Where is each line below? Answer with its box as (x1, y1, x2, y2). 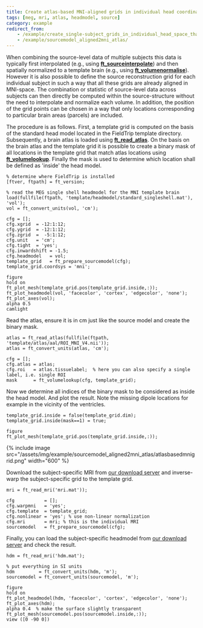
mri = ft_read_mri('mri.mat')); (6, 487, 88, 493)
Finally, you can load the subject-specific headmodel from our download (6, 535, 187, 542)
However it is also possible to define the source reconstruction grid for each (6, 73, 196, 80)
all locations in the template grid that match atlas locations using (6, 149, 166, 156)
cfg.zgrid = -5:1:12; (6, 232, 66, 238)
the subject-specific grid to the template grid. (20, 475, 134, 482)
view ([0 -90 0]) (6, 616, 50, 623)
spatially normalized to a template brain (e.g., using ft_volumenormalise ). (6, 67, 189, 73)
